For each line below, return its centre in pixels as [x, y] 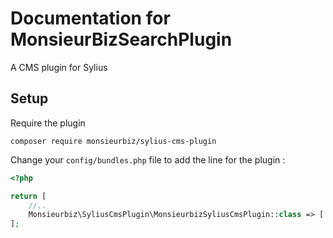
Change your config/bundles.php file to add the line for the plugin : [148, 159]
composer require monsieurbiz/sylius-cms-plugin [113, 141]
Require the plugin [48, 123]
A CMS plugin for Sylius [59, 67]
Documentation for [90, 18]
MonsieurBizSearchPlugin [121, 39]
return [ [28, 196]
